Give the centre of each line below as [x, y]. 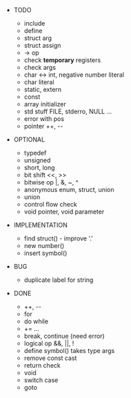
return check [42, 365]
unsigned [37, 160]
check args [40, 67]
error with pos [44, 119]
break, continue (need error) [64, 336]
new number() [44, 246]
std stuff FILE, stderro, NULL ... [68, 111]
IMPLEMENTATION [40, 225]
